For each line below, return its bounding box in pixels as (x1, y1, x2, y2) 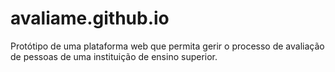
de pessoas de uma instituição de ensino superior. (10, 50, 218, 62)
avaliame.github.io (10, 7, 170, 30)
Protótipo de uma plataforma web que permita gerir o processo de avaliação (10, 40, 325, 52)
